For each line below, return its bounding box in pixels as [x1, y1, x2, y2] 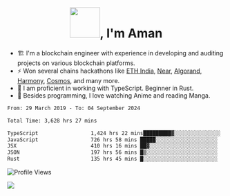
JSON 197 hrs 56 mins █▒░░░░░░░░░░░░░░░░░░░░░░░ [7, 149, 218, 156]
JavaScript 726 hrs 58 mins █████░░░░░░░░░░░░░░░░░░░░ [7, 136, 218, 143]
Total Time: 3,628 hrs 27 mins [7, 117, 97, 124]
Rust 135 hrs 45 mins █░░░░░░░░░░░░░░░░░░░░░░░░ [7, 156, 218, 163]
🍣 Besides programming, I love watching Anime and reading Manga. [17, 91, 211, 100]
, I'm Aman [99, 26, 163, 42]
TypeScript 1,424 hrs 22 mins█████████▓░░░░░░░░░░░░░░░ [7, 130, 221, 136]
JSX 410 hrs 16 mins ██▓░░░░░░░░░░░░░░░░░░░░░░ [7, 143, 218, 150]
